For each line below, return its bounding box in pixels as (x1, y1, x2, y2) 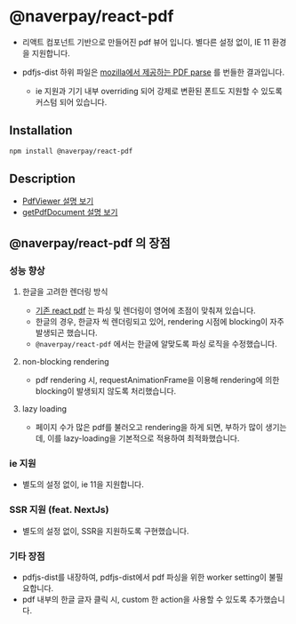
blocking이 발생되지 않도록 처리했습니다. (35, 386, 177, 396)
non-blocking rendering (21, 356, 109, 367)
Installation (9, 123, 73, 139)
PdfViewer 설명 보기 (21, 196, 94, 206)
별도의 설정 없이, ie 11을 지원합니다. (21, 479, 144, 490)
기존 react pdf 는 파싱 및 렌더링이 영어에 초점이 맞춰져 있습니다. (35, 305, 256, 316)
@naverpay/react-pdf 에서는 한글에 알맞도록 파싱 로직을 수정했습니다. (35, 339, 277, 349)
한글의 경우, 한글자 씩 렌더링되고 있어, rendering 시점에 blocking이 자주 (35, 316, 284, 327)
